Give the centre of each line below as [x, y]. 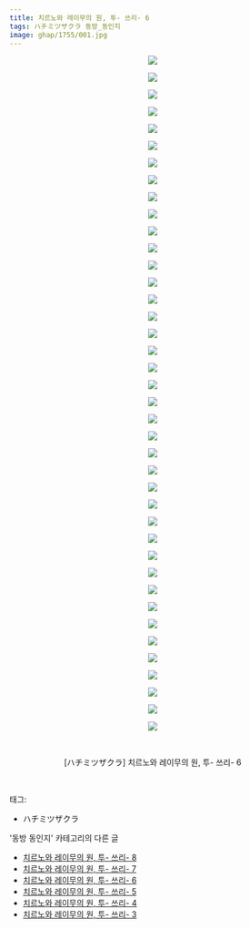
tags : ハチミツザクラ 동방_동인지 [65, 26]
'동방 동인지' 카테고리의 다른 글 [64, 838]
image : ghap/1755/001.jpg [58, 35]
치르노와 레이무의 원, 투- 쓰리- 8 [80, 858]
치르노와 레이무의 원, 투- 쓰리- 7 [79, 869]
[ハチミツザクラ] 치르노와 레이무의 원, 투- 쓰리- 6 [153, 762]
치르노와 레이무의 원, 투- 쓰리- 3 [80, 914]
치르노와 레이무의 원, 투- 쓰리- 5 [80, 892]
